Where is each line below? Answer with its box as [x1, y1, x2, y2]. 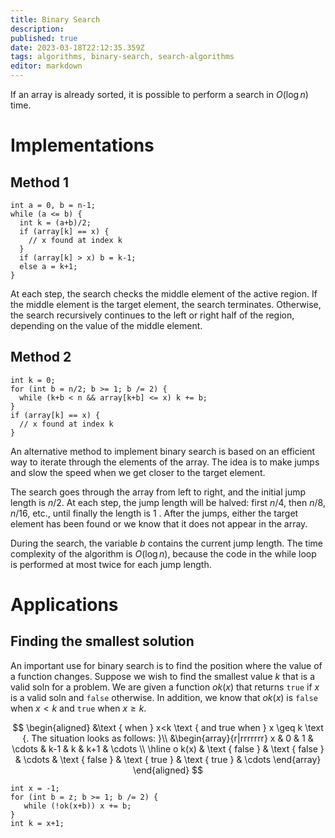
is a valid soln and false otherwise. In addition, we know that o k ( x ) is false [10, 691, 318, 703]
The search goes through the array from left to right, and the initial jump [10, 486, 306, 498]
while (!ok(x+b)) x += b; [23, 801, 132, 811]
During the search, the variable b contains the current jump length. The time [10, 537, 324, 549]
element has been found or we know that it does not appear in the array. [10, 517, 308, 530]
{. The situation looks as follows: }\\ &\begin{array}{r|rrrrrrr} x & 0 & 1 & [22, 732, 314, 744]
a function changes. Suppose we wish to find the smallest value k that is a [10, 670, 316, 682]
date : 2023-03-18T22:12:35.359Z [10, 42, 145, 53]
